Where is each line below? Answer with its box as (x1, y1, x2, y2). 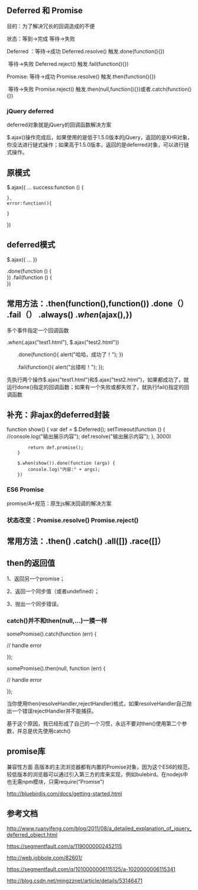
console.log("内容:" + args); (28, 467, 100, 473)
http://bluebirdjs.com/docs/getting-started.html (7, 790, 122, 797)
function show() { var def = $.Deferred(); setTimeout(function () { (7, 426, 165, 433)
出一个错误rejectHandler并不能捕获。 (7, 707, 97, 714)
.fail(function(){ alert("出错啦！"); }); (17, 363, 105, 371)
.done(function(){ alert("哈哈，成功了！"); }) (17, 350, 124, 358)
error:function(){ (7, 200, 52, 206)
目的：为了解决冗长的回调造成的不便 (7, 23, 95, 30)
